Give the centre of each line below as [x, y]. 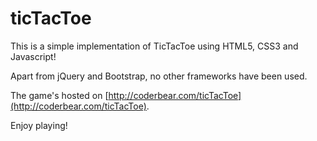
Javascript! [33, 56]
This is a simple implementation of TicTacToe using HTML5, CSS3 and [154, 46]
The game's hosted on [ [59, 95]
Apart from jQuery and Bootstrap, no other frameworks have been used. [159, 76]
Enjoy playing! [39, 125]
